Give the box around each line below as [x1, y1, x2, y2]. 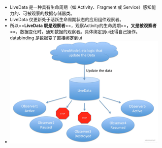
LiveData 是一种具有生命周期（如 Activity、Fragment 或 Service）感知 [9, 4, 152, 10]
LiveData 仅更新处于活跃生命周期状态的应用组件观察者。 [9, 17, 124, 22]
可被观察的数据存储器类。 [23, 10, 75, 16]
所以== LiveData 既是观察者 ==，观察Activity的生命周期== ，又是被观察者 [9, 23, 157, 28]
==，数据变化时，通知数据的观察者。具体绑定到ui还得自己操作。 [9, 29, 140, 34]
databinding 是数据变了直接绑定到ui [9, 35, 82, 41]
